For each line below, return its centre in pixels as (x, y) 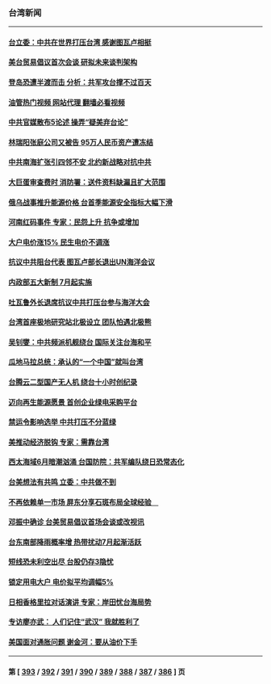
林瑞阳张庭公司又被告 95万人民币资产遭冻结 (81, 142)
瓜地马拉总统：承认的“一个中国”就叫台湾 (76, 362)
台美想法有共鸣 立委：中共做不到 (63, 481)
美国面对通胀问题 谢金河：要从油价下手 (73, 642)
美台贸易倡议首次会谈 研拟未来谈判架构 (73, 62)
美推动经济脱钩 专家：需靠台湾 (59, 442)
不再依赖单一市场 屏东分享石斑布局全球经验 (80, 501)
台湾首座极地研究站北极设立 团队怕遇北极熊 (80, 322)
